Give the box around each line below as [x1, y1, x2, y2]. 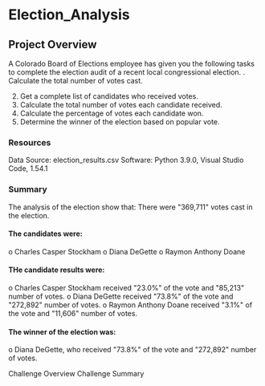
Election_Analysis [8, 6, 130, 24]
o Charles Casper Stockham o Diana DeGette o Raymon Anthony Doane [8, 246, 246, 256]
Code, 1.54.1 [8, 164, 48, 173]
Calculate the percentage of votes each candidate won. [19, 108, 204, 118]
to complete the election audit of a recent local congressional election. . [8, 67, 246, 77]
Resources [8, 136, 51, 148]
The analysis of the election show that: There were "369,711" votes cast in [8, 202, 253, 212]
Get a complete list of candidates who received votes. [19, 91, 198, 101]
